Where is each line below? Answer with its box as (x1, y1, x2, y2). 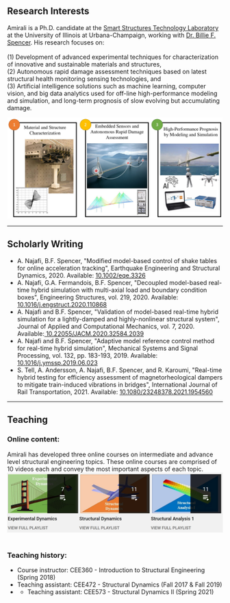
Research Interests (7, 5, 90, 17)
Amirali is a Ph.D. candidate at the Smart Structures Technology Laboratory (7, 23, 219, 32)
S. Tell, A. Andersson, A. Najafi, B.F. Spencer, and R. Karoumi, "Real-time (16, 366, 222, 374)
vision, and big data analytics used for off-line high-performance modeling (7, 89, 218, 97)
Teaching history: (7, 550, 67, 560)
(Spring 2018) (16, 574, 56, 582)
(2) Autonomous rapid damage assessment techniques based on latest (7, 67, 207, 75)
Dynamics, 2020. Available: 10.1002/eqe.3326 (16, 271, 146, 280)
